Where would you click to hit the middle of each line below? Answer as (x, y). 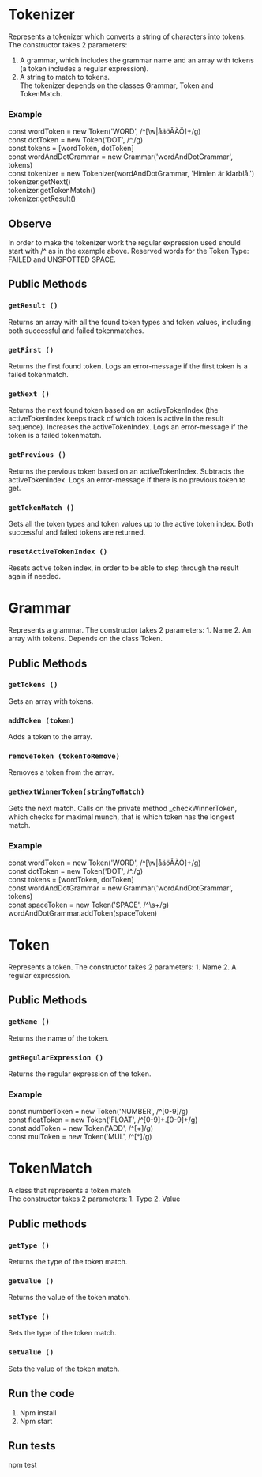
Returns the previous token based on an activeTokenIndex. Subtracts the (126, 471)
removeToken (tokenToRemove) (64, 756)
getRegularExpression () (56, 1058)
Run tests (32, 1446)
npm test (22, 1465)
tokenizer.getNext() (39, 182)
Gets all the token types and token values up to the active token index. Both (131, 523)
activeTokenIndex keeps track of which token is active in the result (116, 419)
